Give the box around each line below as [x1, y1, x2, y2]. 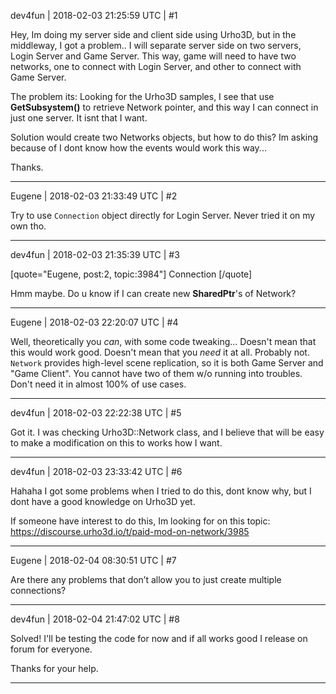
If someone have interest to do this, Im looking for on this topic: [10, 515, 271, 527]
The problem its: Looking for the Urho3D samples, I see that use [10, 91, 275, 102]
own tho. [10, 220, 47, 232]
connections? [10, 585, 67, 596]
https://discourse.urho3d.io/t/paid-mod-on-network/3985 [10, 526, 250, 537]
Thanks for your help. [10, 663, 99, 674]
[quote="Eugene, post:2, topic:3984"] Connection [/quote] [10, 268, 253, 280]
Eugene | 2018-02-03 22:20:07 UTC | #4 [10, 316, 179, 328]
